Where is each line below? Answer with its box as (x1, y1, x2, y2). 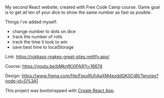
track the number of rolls (12, 34, 62, 39)
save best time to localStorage (12, 44, 74, 50)
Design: (5, 73, 21, 78)
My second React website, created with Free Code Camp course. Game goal (5, 4, 160, 10)
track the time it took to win (12, 39, 68, 45)
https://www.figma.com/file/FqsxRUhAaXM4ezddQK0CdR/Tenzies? (21, 73, 159, 78)
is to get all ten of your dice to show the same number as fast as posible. (5, 9, 152, 15)
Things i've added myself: (5, 19, 57, 25)
